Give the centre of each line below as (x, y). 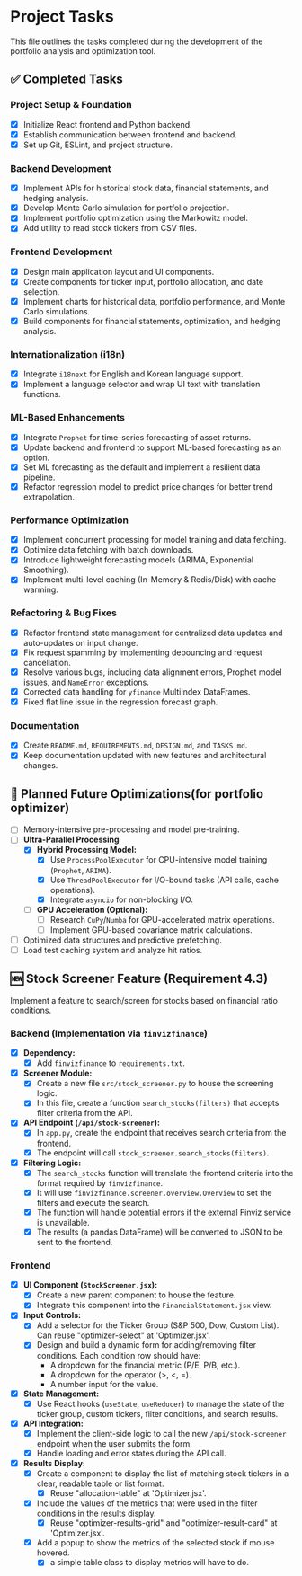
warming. (41, 589)
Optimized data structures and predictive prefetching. (123, 940)
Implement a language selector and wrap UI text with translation (142, 385)
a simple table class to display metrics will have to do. (150, 1563)
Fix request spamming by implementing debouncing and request (143, 652)
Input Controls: (52, 1315)
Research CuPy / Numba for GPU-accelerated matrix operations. (162, 919)
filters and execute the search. (93, 1202)
